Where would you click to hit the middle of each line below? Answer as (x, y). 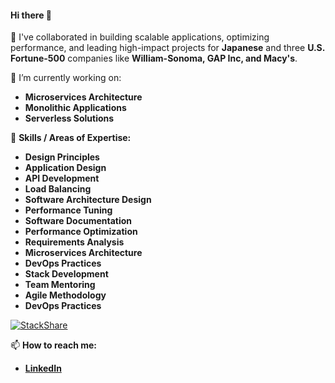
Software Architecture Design (88, 200)
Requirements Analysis (74, 242)
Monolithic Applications (75, 108)
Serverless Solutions (69, 118)
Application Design (65, 168)
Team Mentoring (60, 285)
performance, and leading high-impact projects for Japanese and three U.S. (168, 48)
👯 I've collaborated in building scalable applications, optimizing (140, 37)
